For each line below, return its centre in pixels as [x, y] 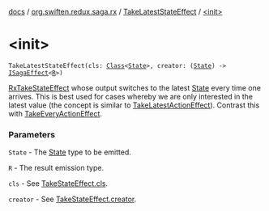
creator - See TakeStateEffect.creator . [73, 199]
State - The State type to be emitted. [70, 152]
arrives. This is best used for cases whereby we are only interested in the [131, 96]
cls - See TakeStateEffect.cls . [58, 184]
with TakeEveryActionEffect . [56, 113]
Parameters [32, 134]
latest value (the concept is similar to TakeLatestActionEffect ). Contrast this [134, 105]
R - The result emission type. [56, 168]
